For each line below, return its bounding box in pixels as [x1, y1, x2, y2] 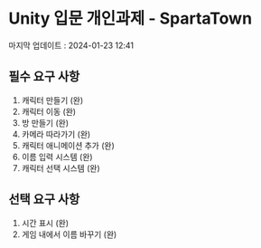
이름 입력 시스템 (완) [21, 151, 93, 162]
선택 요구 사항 [8, 192, 80, 207]
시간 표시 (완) [21, 217, 70, 228]
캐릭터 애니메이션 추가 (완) [21, 139, 115, 150]
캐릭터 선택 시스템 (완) [21, 162, 100, 173]
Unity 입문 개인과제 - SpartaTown [8, 8, 253, 29]
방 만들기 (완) [21, 117, 70, 128]
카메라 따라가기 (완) [21, 129, 91, 139]
